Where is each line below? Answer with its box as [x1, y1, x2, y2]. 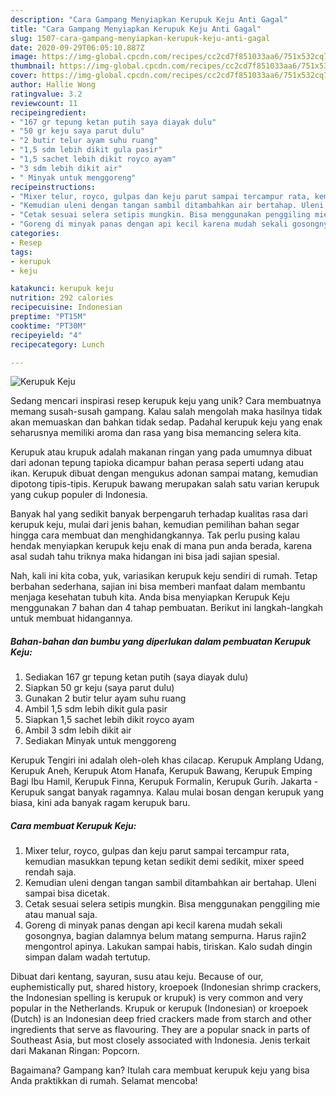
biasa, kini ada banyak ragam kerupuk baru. [10, 797, 191, 809]
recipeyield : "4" [10, 330, 83, 340]
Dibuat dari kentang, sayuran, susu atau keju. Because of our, [10, 971, 264, 983]
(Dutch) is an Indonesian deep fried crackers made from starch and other [10, 1013, 312, 1025]
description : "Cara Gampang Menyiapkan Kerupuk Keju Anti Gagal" [10, 14, 288, 25]
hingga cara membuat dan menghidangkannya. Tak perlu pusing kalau [10, 529, 301, 541]
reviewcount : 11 [10, 98, 78, 108]
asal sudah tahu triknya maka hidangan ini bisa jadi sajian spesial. [10, 551, 280, 563]
